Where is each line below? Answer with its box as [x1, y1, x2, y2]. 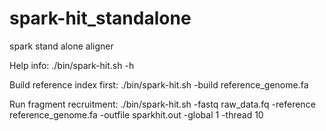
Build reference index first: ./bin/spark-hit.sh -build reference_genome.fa [9, 78, 309, 91]
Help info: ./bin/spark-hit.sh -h [9, 59, 135, 71]
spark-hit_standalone [9, 7, 192, 30]
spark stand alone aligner [9, 40, 114, 52]
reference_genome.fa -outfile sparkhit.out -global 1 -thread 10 [9, 108, 264, 121]
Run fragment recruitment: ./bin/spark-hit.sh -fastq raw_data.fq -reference [9, 98, 316, 110]
